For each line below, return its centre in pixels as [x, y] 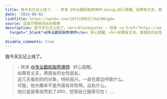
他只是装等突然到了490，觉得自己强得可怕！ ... [65, 91]
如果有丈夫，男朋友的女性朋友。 [50, 73]
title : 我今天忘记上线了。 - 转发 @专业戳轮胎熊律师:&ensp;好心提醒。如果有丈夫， [82, 10]
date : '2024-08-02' [25, 14]
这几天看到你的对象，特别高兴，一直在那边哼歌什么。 [72, 79]
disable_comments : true [30, 42]
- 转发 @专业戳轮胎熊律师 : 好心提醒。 [56, 66]
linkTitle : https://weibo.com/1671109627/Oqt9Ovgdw [60, 19]
